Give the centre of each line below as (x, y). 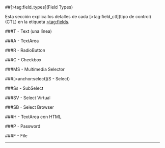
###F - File (16, 136)
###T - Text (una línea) (28, 31)
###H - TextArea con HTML (33, 117)
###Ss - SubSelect (24, 88)
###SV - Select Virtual (28, 98)
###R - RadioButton (25, 50)
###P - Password (23, 126)
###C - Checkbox (23, 60)
